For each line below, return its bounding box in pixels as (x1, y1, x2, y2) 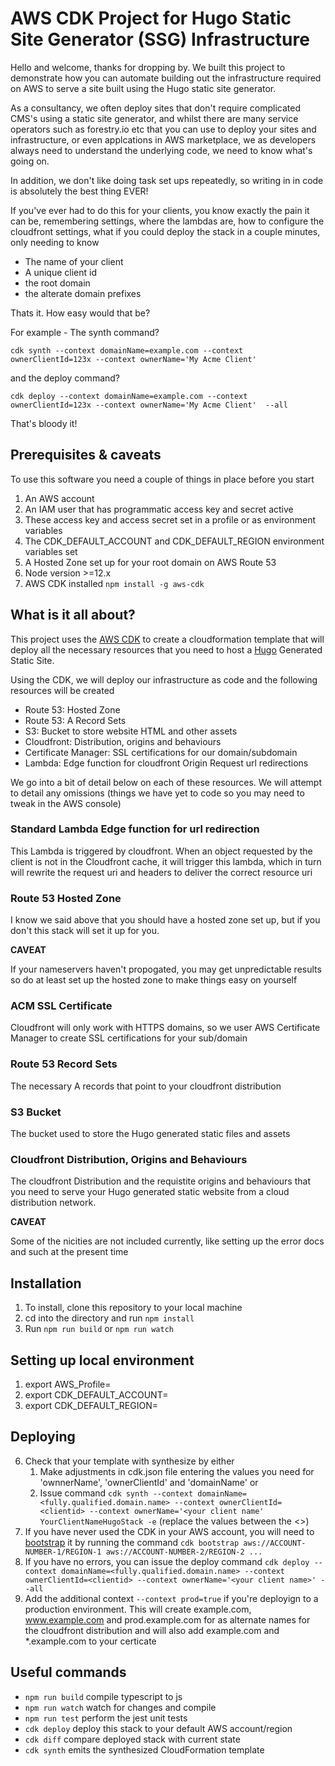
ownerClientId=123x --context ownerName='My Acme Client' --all (10, 400, 288, 410)
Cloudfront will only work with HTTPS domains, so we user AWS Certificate (10, 1022, 321, 1034)
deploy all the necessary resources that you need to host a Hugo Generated (10, 643, 323, 656)
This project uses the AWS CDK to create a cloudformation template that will (10, 633, 325, 645)
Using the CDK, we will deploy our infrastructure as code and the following (10, 673, 318, 686)
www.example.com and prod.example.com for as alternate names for (24, 1613, 311, 1626)
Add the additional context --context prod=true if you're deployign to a (24, 1592, 319, 1604)
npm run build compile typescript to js (24, 1690, 183, 1702)
